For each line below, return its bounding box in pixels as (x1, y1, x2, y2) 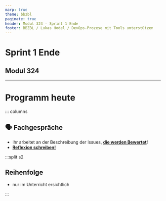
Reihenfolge (5, 168, 43, 177)
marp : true (5, 7, 28, 12)
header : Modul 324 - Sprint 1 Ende (5, 21, 79, 26)
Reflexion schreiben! (12, 144, 56, 150)
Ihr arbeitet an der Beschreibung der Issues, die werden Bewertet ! (12, 139, 148, 145)
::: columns (5, 108, 28, 114)
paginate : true (5, 16, 37, 21)
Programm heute (5, 92, 76, 103)
